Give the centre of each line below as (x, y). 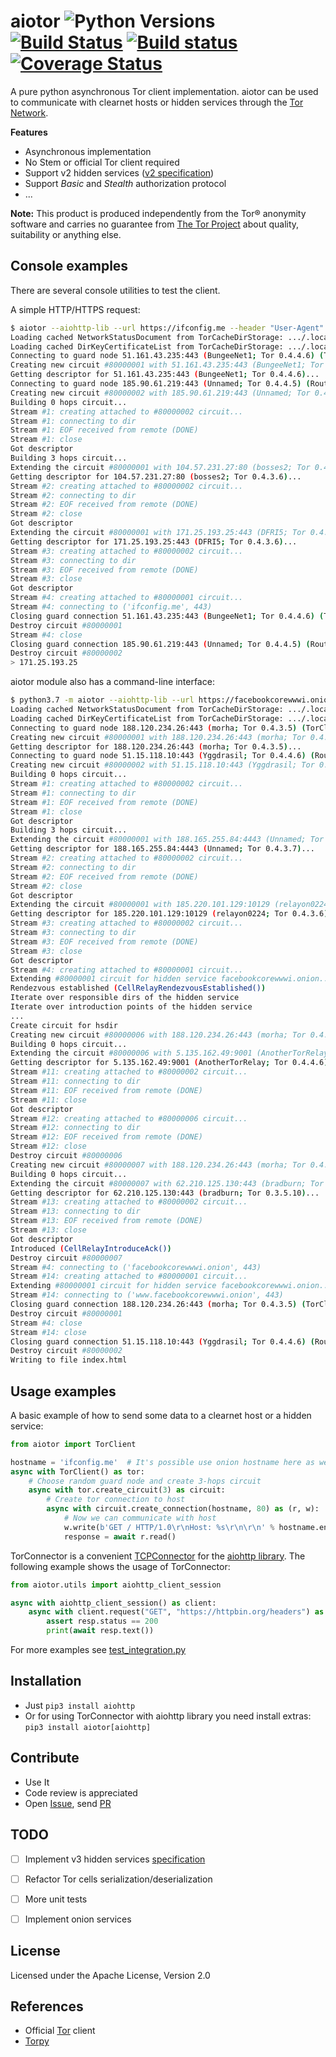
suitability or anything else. (66, 234)
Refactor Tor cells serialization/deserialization (118, 1879)
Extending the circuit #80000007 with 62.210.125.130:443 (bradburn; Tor (167, 1183)
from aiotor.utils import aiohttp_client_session (116, 1585)
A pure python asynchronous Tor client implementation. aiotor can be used (164, 91)
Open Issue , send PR (68, 1803)
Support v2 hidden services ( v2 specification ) (119, 172)
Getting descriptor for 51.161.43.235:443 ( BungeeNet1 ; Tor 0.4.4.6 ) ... (165, 375)
